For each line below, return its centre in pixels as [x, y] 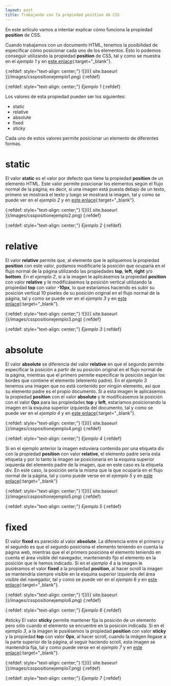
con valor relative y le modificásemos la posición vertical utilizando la [79, 282]
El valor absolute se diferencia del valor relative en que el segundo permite [85, 364]
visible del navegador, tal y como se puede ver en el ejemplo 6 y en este [81, 579]
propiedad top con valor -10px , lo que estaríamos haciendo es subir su [80, 288]
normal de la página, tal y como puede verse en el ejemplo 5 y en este [79, 476]
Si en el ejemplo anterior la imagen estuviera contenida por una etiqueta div [85, 449]
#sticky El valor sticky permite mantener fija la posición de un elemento [81, 620]
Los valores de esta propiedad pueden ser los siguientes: [66, 96]
